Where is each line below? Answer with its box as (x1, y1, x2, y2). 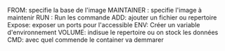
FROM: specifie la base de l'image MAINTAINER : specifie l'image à (7, 6, 202, 14)
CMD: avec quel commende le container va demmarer (7, 36, 164, 44)
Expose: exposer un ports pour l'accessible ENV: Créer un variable (7, 21, 200, 29)
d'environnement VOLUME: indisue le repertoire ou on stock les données (7, 28, 219, 36)
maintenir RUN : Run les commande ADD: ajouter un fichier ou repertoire (7, 13, 217, 22)
